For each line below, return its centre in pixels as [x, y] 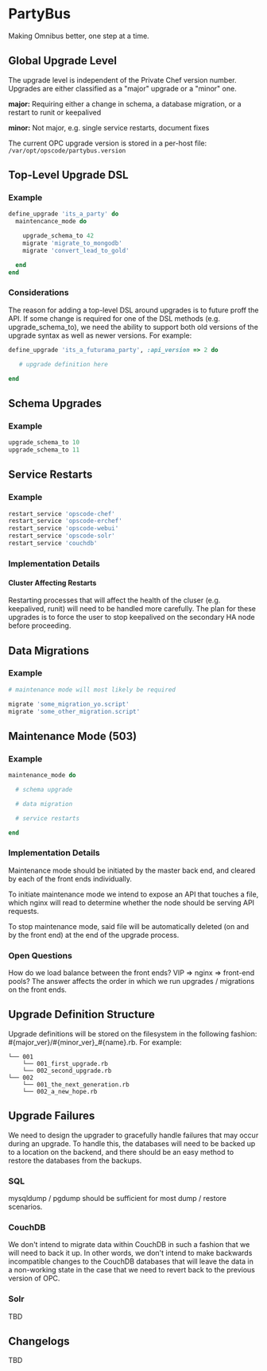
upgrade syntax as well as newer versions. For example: [100, 335]
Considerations [39, 292]
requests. [24, 911]
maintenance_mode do [43, 776]
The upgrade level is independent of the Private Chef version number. [122, 79]
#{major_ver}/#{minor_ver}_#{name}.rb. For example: [95, 1042]
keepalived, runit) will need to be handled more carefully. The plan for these [132, 609]
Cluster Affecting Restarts [52, 583]
